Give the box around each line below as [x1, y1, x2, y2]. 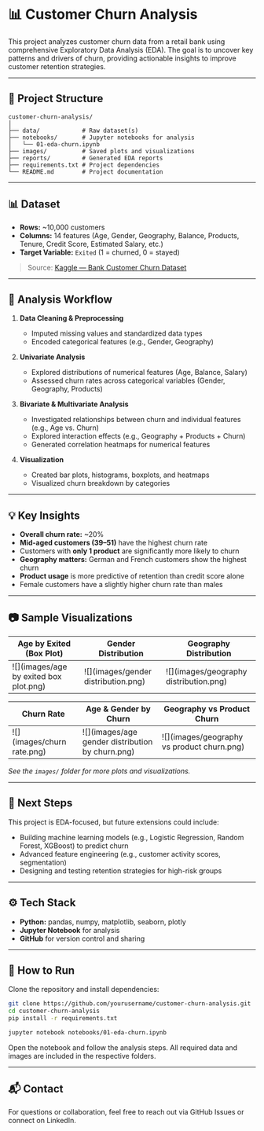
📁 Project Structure [8, 92, 104, 105]
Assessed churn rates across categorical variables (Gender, [31, 376, 225, 385]
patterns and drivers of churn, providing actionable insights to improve [8, 53, 237, 63]
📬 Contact [8, 1082, 64, 1096]
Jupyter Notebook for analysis [19, 925, 120, 935]
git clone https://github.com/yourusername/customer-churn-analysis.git [8, 1000, 251, 1008]
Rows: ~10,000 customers [19, 222, 105, 232]
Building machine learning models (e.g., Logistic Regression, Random [19, 832, 244, 842]
